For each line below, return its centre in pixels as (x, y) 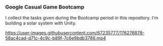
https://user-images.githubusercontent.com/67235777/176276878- (75, 33)
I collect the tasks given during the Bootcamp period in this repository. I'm (82, 18)
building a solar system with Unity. (41, 23)
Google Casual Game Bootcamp (45, 7)
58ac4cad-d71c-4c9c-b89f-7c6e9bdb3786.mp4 (56, 38)
